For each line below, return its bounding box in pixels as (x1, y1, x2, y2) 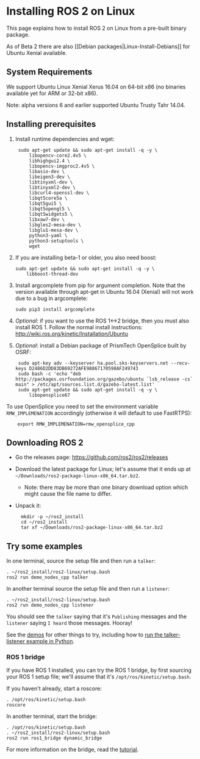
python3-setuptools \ (29, 238, 84, 244)
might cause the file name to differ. (24, 490, 112, 497)
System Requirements (6, 67, 93, 77)
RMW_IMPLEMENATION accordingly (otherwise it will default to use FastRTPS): (6, 409, 192, 416)
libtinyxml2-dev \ (29, 184, 76, 190)
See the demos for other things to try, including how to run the (6, 631, 163, 638)
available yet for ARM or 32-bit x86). (6, 90, 98, 97)
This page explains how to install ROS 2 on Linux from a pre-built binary (6, 24, 187, 32)
